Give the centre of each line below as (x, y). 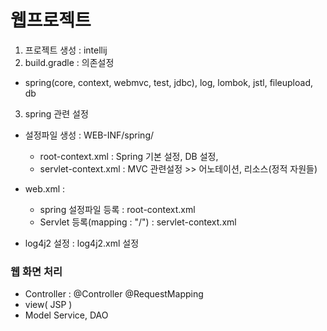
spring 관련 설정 (56, 113)
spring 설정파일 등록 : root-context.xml (117, 209)
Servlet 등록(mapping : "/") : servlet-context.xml (138, 222)
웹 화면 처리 (36, 271)
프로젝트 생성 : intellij (66, 50)
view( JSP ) (48, 305)
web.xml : (45, 188)
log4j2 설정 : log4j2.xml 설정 (82, 243)
